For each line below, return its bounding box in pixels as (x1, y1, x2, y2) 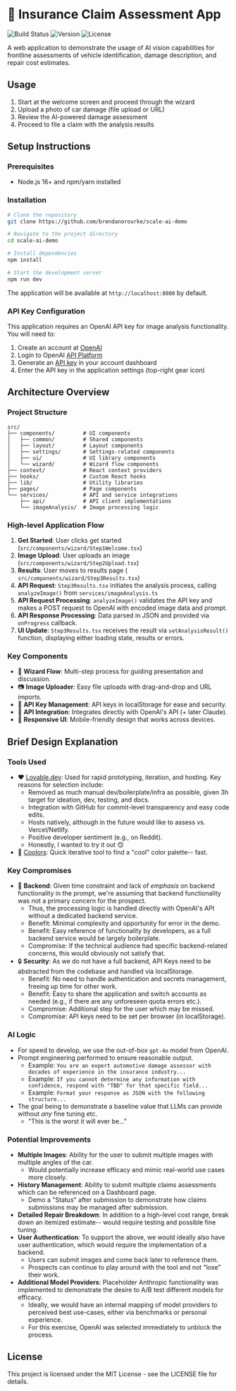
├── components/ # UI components (7, 430, 131, 437)
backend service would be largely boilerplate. (27, 934, 161, 943)
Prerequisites (7, 162, 54, 171)
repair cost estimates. (7, 58, 70, 66)
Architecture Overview (7, 386, 110, 398)
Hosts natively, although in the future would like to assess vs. (27, 818, 206, 826)
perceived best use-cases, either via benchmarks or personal (27, 1308, 207, 1316)
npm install (7, 257, 42, 264)
